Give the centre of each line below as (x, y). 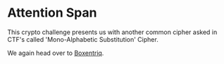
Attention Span (52, 13)
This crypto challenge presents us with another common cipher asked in (112, 32)
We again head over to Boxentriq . (56, 53)
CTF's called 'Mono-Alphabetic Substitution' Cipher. (83, 39)
